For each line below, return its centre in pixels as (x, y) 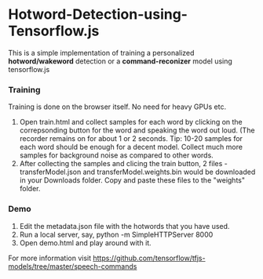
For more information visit (50, 258)
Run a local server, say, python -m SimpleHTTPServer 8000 (116, 234)
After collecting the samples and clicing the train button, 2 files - (123, 164)
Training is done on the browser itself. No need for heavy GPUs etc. (117, 107)
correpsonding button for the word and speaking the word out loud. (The (137, 130)
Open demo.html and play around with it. (85, 243)
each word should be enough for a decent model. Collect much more (131, 147)
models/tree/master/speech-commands (73, 266)
